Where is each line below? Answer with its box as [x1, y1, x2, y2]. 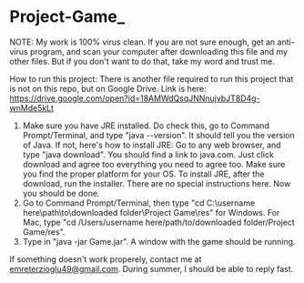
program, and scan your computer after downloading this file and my [30, 45, 289, 56]
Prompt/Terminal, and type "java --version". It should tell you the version [22, 129, 295, 140]
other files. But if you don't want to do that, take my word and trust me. [9, 56, 275, 66]
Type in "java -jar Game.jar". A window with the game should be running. [22, 236, 296, 247]
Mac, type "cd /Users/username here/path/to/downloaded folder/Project [22, 217, 296, 227]
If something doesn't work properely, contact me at [9, 253, 202, 265]
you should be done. [22, 187, 100, 198]
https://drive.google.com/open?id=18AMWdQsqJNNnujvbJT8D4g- [9, 93, 261, 104]
